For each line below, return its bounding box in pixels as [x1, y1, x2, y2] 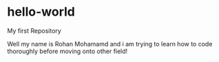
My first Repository [7, 27, 62, 35]
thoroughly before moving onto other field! [7, 47, 128, 55]
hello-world [7, 4, 76, 20]
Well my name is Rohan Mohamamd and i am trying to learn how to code [7, 40, 213, 48]
